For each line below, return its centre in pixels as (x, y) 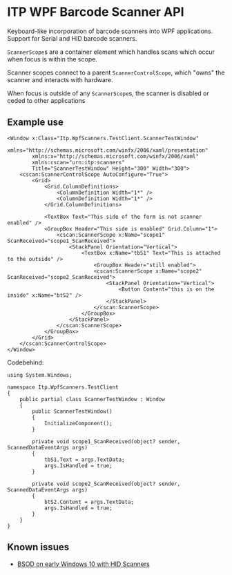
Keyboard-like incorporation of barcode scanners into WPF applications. (110, 31)
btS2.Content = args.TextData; (89, 502)
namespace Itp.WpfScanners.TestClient (63, 387)
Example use (36, 123)
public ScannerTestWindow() (72, 411)
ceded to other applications (46, 100)
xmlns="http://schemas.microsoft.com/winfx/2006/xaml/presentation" (108, 150)
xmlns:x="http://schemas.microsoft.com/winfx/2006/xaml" (115, 156)
